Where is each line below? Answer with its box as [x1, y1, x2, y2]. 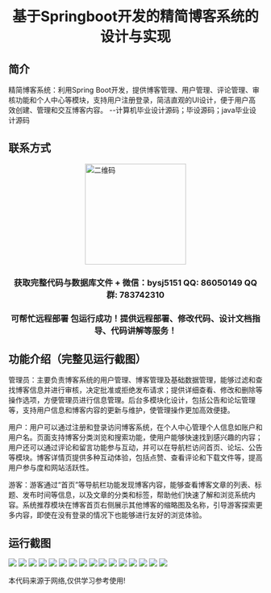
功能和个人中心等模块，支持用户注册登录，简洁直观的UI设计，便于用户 [15, 95, 249, 105]
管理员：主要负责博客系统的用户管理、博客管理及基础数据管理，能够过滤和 [8, 375, 256, 385]
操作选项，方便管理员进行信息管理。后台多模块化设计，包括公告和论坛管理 [8, 395, 256, 405]
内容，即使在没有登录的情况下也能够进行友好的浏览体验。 [15, 510, 206, 520]
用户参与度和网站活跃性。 [8, 463, 94, 473]
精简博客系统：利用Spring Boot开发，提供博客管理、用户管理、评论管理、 [8, 86, 252, 94]
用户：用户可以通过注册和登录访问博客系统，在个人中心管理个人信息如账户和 [8, 423, 263, 432]
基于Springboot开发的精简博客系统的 [11, 7, 260, 26]
